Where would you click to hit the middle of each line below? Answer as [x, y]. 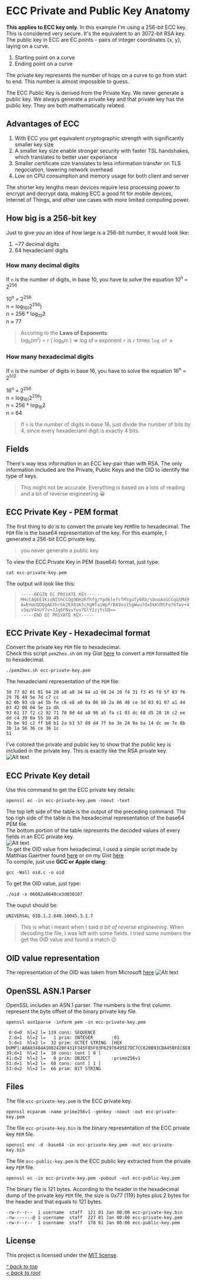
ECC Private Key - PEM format [62, 512]
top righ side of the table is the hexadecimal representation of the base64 [95, 818]
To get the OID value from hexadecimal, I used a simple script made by [92, 849]
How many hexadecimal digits [50, 357]
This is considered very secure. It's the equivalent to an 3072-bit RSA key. [96, 33]
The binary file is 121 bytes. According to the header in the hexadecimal [93, 1189]
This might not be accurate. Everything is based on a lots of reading [103, 487]
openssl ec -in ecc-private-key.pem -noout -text [68, 801]
